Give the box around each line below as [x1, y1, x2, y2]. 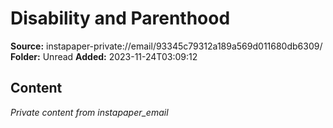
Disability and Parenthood [10, 7, 231, 30]
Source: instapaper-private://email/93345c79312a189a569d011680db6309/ [10, 40, 323, 52]
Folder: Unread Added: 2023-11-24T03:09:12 [10, 50, 198, 62]
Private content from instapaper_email [10, 106, 169, 118]
